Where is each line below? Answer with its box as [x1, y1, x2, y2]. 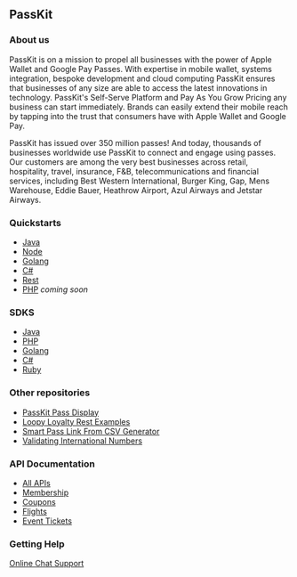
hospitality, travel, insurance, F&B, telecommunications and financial [9, 166, 260, 176]
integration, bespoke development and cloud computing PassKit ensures [9, 73, 276, 84]
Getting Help [9, 538, 65, 550]
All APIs [21, 477, 51, 488]
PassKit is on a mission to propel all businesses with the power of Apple [9, 53, 273, 65]
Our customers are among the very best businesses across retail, [9, 156, 249, 167]
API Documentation [9, 458, 96, 470]
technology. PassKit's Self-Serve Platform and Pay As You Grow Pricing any [9, 92, 287, 102]
